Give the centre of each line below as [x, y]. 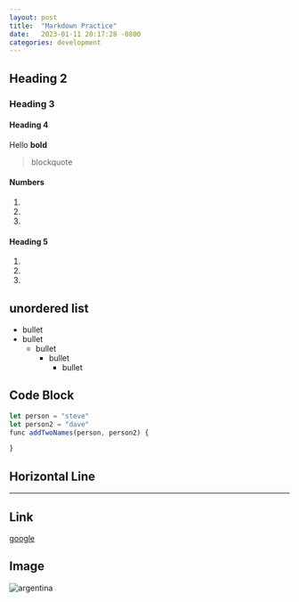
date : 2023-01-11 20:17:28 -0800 [75, 34]
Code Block [42, 396]
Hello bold [28, 144]
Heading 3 [32, 103]
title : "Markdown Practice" [63, 26]
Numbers [27, 183]
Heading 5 [29, 241]
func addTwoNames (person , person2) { [79, 433]
